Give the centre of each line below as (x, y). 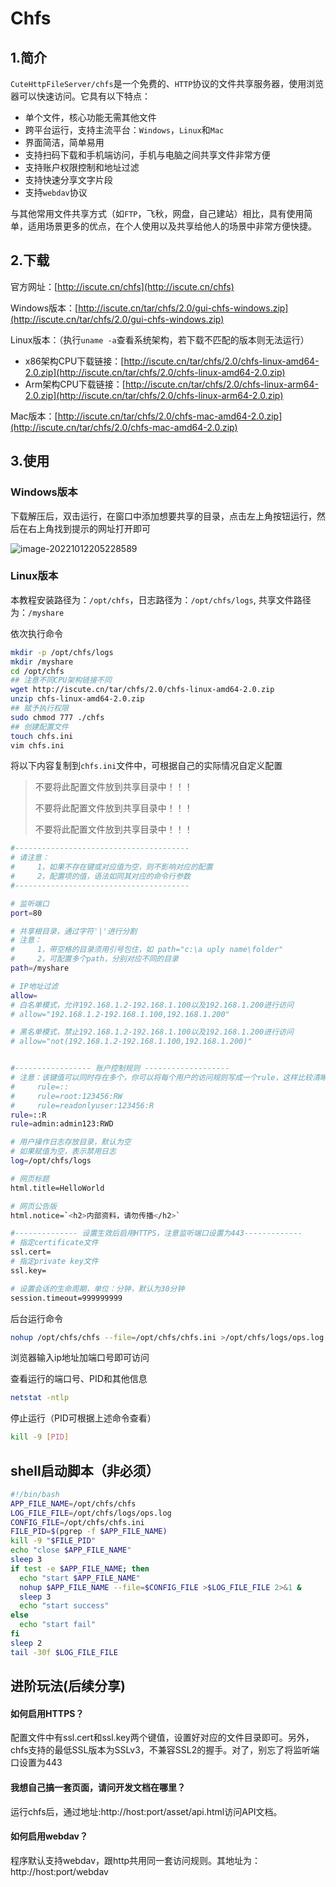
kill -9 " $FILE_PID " (53, 1541)
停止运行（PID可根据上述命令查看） (83, 1418)
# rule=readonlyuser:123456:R (82, 1105)
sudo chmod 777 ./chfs (57, 717)
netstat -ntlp (40, 1398)
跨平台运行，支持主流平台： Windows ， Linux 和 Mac (124, 130)
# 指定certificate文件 (54, 1243)
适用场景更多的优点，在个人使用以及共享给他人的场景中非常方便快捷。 (172, 226)
